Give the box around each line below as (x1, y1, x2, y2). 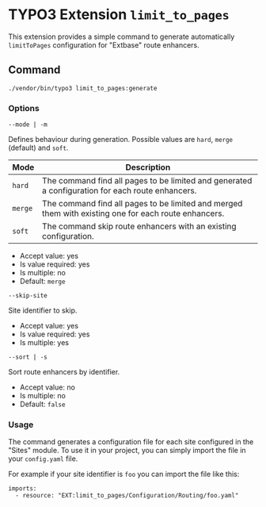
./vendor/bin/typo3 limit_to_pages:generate (8, 84, 158, 92)
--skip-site (8, 292, 47, 300)
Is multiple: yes (19, 338, 70, 348)
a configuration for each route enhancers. (42, 185, 197, 196)
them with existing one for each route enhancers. (42, 208, 225, 219)
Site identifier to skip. (8, 305, 78, 315)
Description (125, 162, 171, 173)
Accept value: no (19, 382, 75, 392)
